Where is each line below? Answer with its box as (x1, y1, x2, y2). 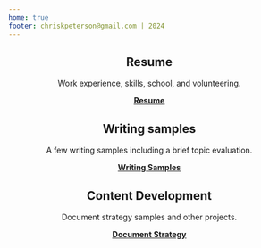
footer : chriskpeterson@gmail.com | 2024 (8, 21, 165, 30)
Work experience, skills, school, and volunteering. (57, 78, 241, 89)
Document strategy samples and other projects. (61, 211, 238, 222)
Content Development (87, 188, 212, 203)
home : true (8, 12, 49, 22)
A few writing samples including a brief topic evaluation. (46, 145, 253, 156)
